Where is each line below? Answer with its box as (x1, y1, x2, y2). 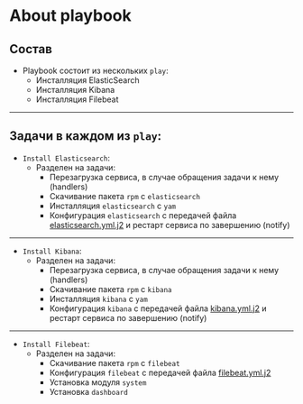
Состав (9, 41, 52, 57)
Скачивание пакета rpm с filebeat (49, 357, 180, 368)
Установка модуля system (49, 376, 147, 388)
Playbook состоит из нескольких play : (22, 65, 169, 76)
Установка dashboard (49, 386, 128, 397)
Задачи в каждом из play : (9, 128, 162, 144)
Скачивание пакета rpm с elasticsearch (49, 190, 201, 201)
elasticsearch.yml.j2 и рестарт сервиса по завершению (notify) (49, 219, 290, 230)
